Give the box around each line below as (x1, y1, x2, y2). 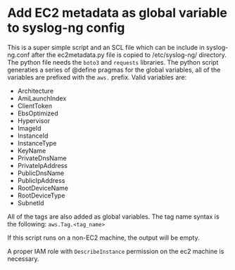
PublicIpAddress (17, 176, 65, 184)
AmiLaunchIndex (17, 94, 67, 103)
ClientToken (17, 101, 53, 110)
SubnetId (17, 198, 44, 207)
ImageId (17, 124, 42, 132)
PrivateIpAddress (17, 161, 68, 169)
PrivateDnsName (17, 153, 67, 162)
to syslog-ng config (7, 20, 125, 36)
